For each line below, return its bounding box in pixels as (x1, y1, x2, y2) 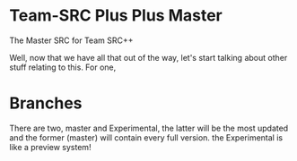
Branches (9, 93, 83, 114)
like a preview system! (9, 141, 92, 152)
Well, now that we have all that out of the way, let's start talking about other (9, 52, 288, 63)
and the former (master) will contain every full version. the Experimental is (9, 131, 284, 143)
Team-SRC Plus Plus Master (9, 5, 223, 26)
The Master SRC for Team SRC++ (9, 35, 134, 46)
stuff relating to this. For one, (9, 62, 117, 72)
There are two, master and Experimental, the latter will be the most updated (9, 123, 289, 133)
